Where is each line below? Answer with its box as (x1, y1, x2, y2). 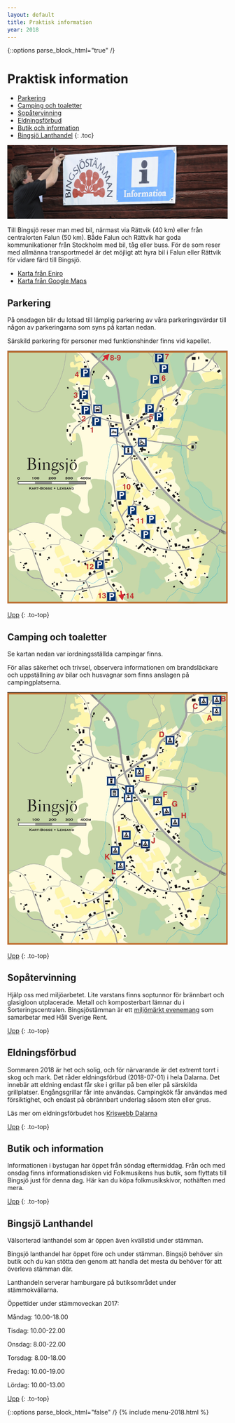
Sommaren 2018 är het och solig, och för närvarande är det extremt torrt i (7, 1065, 219, 1074)
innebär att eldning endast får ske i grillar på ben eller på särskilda (7, 1080, 198, 1088)
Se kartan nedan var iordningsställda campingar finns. (7, 649, 163, 659)
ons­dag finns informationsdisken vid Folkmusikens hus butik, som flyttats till (7, 1168, 227, 1178)
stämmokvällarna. (7, 1286, 59, 1294)
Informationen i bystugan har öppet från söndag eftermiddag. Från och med (7, 1161, 226, 1170)
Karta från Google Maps (17, 277, 87, 285)
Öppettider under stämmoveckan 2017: (7, 1300, 120, 1308)
